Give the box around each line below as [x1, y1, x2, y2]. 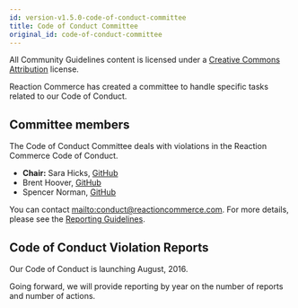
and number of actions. [9, 291, 96, 301]
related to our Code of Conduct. [9, 91, 127, 101]
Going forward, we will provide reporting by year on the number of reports [9, 281, 284, 292]
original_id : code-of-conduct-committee [9, 30, 163, 39]
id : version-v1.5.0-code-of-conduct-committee [9, 13, 187, 22]
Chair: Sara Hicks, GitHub [22, 168, 118, 179]
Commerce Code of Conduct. [9, 150, 118, 162]
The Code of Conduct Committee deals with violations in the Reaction [9, 141, 267, 152]
